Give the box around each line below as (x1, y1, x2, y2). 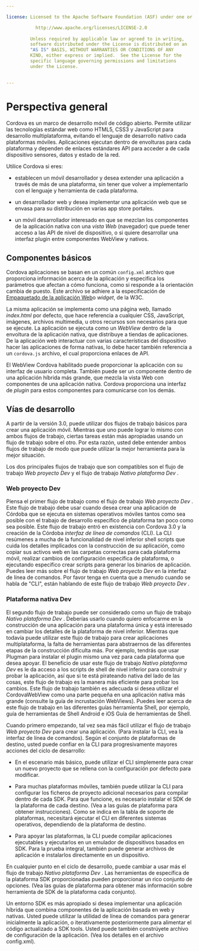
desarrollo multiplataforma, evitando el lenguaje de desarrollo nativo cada (6, 132, 187, 140)
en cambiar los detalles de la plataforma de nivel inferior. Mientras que (6, 627, 179, 635)
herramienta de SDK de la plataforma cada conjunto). (6, 888, 137, 895)
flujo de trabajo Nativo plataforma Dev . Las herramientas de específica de (6, 869, 189, 876)
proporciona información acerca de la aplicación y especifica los (6, 275, 165, 282)
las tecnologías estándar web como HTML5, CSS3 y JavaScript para (6, 126, 174, 133)
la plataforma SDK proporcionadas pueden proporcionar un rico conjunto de (6, 875, 193, 882)
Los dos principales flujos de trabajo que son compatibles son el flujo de (6, 463, 184, 470)
